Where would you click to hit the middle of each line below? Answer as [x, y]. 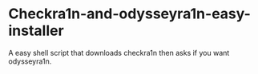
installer [36, 31]
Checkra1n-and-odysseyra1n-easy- [129, 14]
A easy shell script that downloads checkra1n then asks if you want [119, 53]
